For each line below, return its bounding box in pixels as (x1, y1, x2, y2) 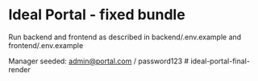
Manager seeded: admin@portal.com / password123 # (8, 56, 189, 66)
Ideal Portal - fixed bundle (8, 6, 185, 24)
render (8, 64, 31, 74)
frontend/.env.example (8, 40, 84, 50)
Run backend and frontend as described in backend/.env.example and (8, 32, 242, 42)
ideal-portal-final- (190, 56, 250, 66)
